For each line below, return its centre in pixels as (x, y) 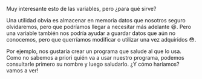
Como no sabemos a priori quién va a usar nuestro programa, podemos (95, 58)
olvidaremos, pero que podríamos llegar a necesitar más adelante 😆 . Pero (99, 27)
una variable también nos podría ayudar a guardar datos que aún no (91, 33)
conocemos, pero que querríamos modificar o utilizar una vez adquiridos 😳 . (101, 39)
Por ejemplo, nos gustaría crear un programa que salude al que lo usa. (94, 51)
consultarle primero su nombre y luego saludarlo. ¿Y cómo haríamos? (93, 64)
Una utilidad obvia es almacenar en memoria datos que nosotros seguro (96, 20)
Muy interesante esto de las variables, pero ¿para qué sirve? (81, 9)
